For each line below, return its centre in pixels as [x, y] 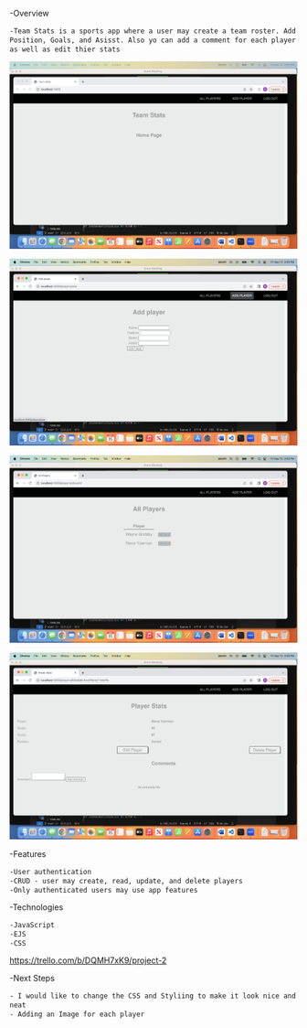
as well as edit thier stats [65, 49]
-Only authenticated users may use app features [104, 891]
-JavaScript [32, 926]
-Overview [30, 13]
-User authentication [51, 873]
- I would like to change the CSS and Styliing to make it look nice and [153, 996]
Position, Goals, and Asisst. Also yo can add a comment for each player [153, 40]
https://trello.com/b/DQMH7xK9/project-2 [88, 960]
